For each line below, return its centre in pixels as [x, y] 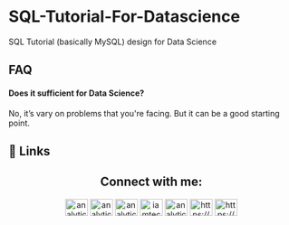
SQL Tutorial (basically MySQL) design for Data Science [113, 42]
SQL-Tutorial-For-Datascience [125, 17]
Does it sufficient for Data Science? [77, 93]
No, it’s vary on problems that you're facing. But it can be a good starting [144, 113]
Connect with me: [151, 182]
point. [19, 123]
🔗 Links [29, 151]
